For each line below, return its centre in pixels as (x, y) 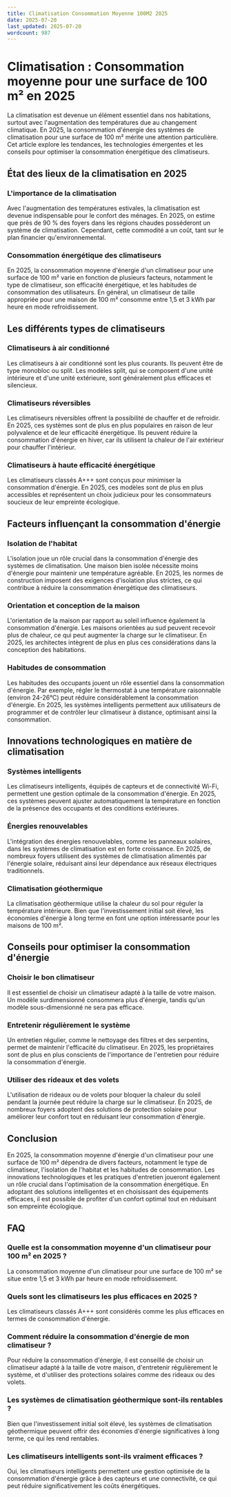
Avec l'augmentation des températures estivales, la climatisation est (103, 208)
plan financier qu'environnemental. (57, 237)
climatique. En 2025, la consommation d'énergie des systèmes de (101, 130)
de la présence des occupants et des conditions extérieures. (93, 808)
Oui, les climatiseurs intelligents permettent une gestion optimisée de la (109, 1471)
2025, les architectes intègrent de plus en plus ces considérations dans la (112, 642)
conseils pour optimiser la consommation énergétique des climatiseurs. (109, 152)
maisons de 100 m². (35, 926)
